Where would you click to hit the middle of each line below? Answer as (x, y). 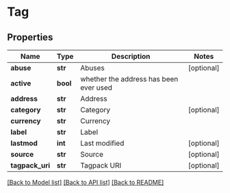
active (21, 83)
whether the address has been (129, 79)
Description (131, 56)
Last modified (102, 143)
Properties (30, 37)
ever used (97, 88)
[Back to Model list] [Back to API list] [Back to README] (86, 182)
